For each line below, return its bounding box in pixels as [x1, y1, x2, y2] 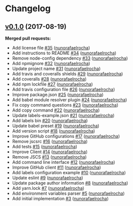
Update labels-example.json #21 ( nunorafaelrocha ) [12, 113, 115, 118]
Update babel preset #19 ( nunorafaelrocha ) [12, 123, 99, 129]
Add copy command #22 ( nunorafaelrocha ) [12, 107, 100, 113]
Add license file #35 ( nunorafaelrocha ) [12, 45, 90, 50]
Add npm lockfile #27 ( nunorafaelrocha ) [12, 81, 93, 87]
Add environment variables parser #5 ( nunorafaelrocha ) [12, 190, 125, 196]
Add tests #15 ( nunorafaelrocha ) [12, 144, 77, 149]
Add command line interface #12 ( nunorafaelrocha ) [12, 160, 115, 165]
